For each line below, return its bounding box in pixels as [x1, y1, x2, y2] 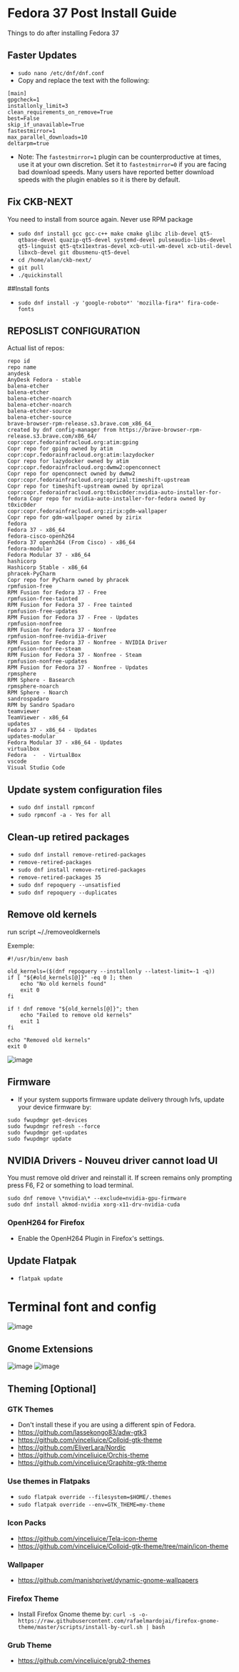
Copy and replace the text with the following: [17, 76, 150, 84]
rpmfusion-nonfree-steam [7, 645, 81, 653]
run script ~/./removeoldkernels [7, 927, 101, 936]
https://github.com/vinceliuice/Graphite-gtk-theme [17, 1458, 168, 1467]
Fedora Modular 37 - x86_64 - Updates [7, 739, 123, 746]
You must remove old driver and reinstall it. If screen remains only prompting [7, 1174, 233, 1182]
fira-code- [187, 299, 220, 307]
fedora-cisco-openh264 [7, 533, 75, 540]
